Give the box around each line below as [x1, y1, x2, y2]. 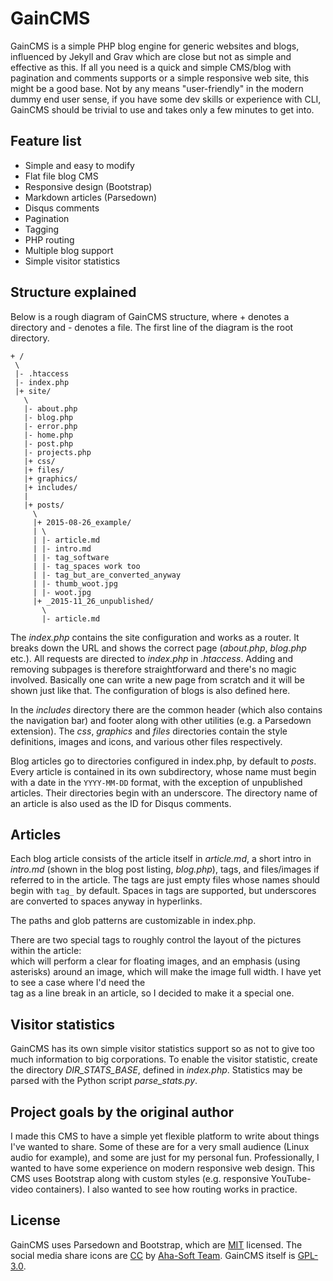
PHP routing [24, 233, 75, 246]
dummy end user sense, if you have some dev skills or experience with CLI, [10, 93, 322, 105]
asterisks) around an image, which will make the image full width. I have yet [10, 966, 322, 978]
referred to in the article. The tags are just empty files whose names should [10, 874, 320, 886]
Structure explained [10, 284, 137, 301]
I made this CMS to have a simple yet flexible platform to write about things [10, 1130, 320, 1142]
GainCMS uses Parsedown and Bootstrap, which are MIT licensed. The [10, 1238, 303, 1251]
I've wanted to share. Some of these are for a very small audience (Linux [10, 1141, 310, 1152]
